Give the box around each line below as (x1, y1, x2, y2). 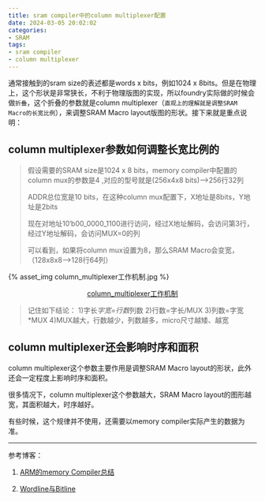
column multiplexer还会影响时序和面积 (8, 341, 199, 354)
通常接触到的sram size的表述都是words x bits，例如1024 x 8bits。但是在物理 (8, 78, 256, 88)
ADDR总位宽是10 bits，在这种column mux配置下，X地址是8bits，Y (27, 192, 244, 201)
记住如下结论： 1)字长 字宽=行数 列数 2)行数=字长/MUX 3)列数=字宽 (27, 305, 244, 315)
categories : (8, 26, 47, 34)
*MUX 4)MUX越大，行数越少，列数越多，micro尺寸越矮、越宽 (27, 315, 230, 324)
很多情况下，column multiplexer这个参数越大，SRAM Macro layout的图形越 (8, 390, 252, 399)
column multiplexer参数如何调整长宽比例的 (8, 143, 219, 156)
